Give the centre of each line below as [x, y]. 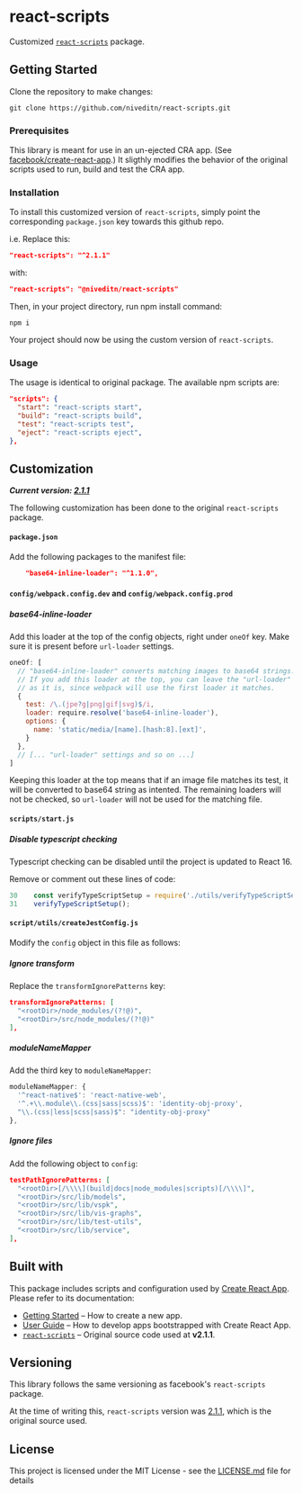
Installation [35, 193]
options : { [46, 722]
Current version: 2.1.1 [49, 490]
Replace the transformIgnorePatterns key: [88, 985]
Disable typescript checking [63, 839]
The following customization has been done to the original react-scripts [144, 508]
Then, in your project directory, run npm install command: [116, 307]
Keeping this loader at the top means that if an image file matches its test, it [149, 780]
